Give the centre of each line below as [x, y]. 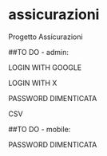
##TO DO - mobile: [40, 129]
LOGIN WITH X [33, 83]
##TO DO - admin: [39, 52]
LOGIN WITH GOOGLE [45, 67]
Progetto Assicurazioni [46, 37]
